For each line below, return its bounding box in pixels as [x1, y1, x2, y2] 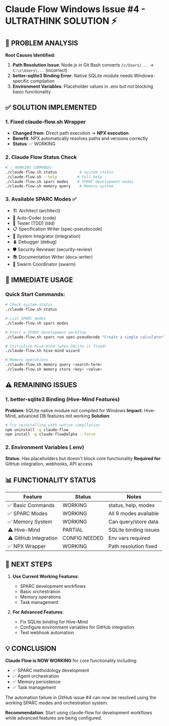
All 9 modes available [108, 510, 159, 517]
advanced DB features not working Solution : [18, 413, 111, 419]
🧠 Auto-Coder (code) [12, 214, 56, 220]
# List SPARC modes [5, 316, 46, 321]
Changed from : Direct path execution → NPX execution [12, 130, 129, 136]
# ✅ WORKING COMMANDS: [5, 165, 54, 170]
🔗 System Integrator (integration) [12, 233, 81, 239]
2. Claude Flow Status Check [5, 153, 77, 160]
